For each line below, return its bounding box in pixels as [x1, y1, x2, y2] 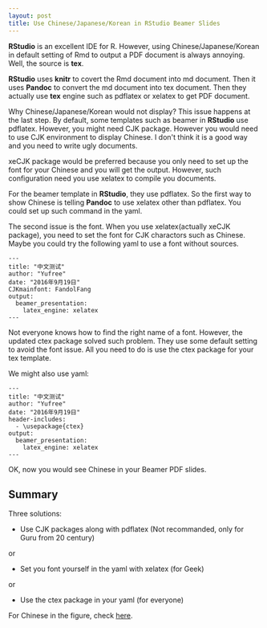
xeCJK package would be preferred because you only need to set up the [8, 156, 249, 165]
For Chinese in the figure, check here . [8, 611, 134, 621]
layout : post [8, 11, 52, 20]
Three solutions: [8, 509, 63, 519]
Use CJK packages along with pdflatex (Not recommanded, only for [19, 524, 245, 534]
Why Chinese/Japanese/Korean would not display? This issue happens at [8, 106, 251, 116]
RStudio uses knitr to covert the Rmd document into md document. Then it [8, 74, 257, 84]
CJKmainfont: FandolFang [8, 285, 91, 293]
